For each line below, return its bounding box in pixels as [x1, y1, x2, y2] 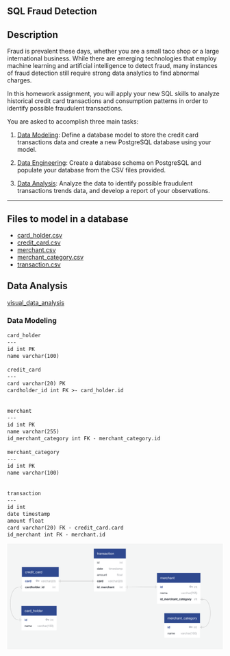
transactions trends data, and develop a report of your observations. [16, 187, 210, 195]
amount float [7, 518, 44, 525]
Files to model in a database [7, 213, 129, 225]
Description [7, 29, 58, 41]
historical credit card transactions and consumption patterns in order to [7, 97, 209, 105]
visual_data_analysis [7, 298, 65, 306]
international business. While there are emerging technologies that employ [7, 54, 217, 63]
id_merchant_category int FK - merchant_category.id [7, 436, 161, 442]
